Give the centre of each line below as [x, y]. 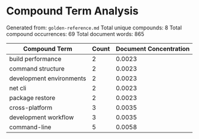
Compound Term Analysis [73, 11]
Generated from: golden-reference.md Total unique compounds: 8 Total [94, 28]
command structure [37, 68]
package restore [32, 98]
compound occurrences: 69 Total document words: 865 [75, 34]
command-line [30, 127]
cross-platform [31, 107]
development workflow [42, 117]
